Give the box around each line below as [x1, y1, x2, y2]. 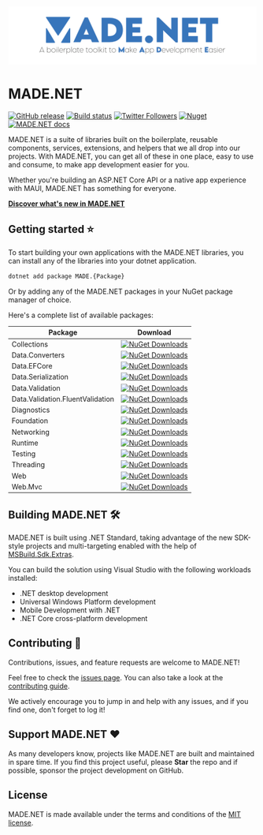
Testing [11, 449, 36, 459]
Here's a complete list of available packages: [8, 310, 154, 320]
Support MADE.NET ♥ [8, 728, 120, 741]
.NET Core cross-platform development [19, 614, 148, 623]
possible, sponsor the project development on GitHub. [8, 766, 183, 775]
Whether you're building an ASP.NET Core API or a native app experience [8, 175, 246, 185]
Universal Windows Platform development [19, 597, 156, 607]
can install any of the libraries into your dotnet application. [8, 256, 197, 265]
